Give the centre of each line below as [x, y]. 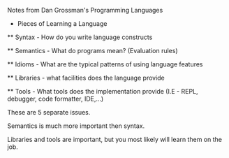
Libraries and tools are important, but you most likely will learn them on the [114, 139]
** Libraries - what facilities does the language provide [86, 78]
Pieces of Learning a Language [62, 23]
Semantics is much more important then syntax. [76, 126]
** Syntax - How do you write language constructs [80, 37]
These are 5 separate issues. [49, 112]
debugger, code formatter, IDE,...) [56, 99]
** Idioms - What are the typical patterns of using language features [105, 64]
